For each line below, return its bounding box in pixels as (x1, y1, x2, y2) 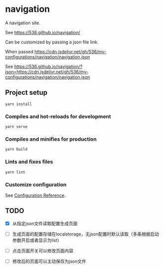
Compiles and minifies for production (5, 135, 97, 142)
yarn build (5, 147, 28, 152)
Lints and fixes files (5, 159, 54, 165)
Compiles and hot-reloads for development (5, 113, 111, 120)
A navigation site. (5, 20, 41, 26)
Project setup (5, 88, 48, 97)
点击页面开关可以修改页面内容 (12, 248, 73, 254)
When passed (5, 49, 34, 54)
